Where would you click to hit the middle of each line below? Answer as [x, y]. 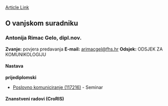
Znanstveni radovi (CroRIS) [35, 99]
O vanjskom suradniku [42, 23]
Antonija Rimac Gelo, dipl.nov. [43, 38]
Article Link [17, 7]
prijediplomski [21, 77]
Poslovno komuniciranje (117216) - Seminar [58, 87]
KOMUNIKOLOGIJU [26, 54]
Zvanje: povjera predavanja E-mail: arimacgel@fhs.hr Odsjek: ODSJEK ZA [84, 49]
